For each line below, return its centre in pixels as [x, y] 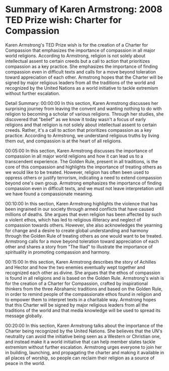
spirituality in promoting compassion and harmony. [58, 252]
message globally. [24, 316]
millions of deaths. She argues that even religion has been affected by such [83, 214]
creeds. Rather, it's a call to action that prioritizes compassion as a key [78, 130]
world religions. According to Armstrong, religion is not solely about [75, 55]
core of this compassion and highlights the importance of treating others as [84, 167]
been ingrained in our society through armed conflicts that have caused [80, 209]
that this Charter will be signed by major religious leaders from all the [77, 305]
